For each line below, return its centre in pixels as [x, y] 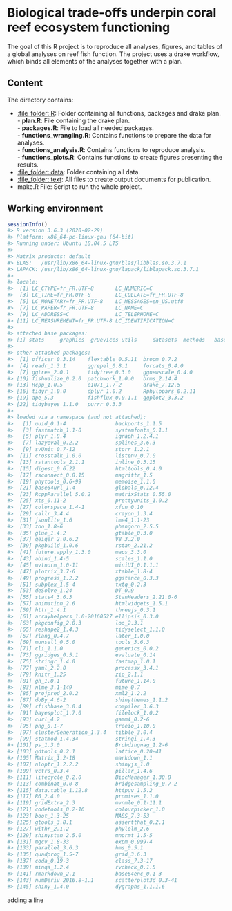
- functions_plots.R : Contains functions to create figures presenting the [120, 157]
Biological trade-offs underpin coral [112, 13]
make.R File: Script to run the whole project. [79, 186]
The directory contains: [40, 100]
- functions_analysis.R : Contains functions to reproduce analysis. [111, 149]
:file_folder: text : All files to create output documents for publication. [114, 179]
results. [28, 165]
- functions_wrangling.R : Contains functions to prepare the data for [114, 135]
